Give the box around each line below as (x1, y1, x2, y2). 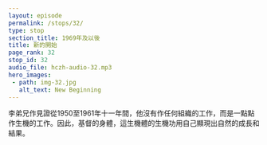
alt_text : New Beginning (18, 85, 102, 94)
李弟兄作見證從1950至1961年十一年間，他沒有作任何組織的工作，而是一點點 (8, 108, 255, 118)
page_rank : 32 (8, 49, 56, 57)
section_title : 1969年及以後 (8, 33, 100, 42)
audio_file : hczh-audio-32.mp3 (8, 64, 112, 72)
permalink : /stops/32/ (8, 19, 84, 27)
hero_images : (8, 71, 52, 79)
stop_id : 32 (8, 57, 48, 65)
